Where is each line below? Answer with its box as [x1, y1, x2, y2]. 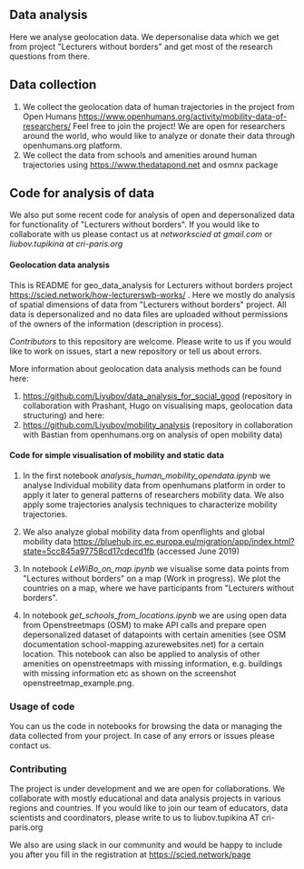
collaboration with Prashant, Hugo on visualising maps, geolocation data [22, 400, 293, 411]
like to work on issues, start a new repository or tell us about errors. [9, 345, 262, 356]
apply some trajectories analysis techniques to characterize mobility [22, 499, 279, 510]
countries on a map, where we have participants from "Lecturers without [22, 582, 295, 594]
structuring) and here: [22, 409, 105, 421]
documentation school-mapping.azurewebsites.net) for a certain [22, 638, 265, 649]
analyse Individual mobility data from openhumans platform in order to [22, 479, 286, 490]
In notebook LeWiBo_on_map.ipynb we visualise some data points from [22, 563, 289, 574]
